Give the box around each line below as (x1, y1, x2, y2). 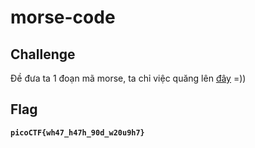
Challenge (10, 46, 76, 63)
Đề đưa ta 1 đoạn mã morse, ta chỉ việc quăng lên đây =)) (10, 72, 247, 84)
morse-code (10, 6, 116, 29)
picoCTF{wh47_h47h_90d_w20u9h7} (10, 127, 145, 138)
